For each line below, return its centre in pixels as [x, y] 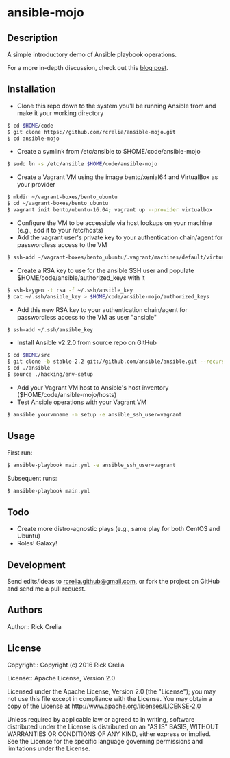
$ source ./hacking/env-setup [50, 375]
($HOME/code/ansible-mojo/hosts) [67, 394]
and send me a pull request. [46, 589]
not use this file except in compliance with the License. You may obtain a [110, 698]
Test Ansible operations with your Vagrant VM [82, 402]
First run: [20, 452]
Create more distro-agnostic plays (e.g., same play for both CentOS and [118, 529]
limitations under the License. [49, 748]
